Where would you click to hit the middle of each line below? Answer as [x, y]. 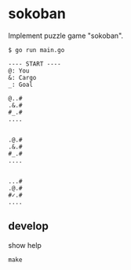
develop [28, 226]
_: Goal [21, 84]
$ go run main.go [36, 50]
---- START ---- [35, 64]
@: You [19, 71]
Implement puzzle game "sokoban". [66, 36]
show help [25, 245]
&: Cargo [22, 77]
